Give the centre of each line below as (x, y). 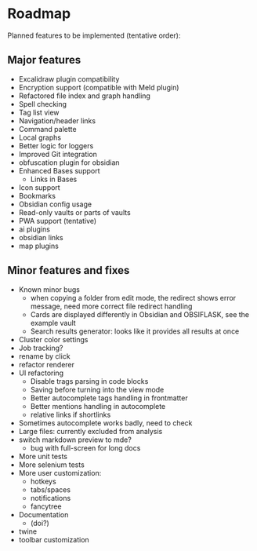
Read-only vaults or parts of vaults (74, 212)
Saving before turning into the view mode (97, 389)
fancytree (46, 506)
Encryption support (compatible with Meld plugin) (99, 87)
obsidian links (41, 237)
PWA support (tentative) (58, 221)
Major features (44, 60)
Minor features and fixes (69, 270)
